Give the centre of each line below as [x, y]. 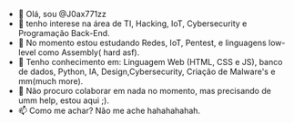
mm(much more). [51, 81]
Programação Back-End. [64, 33]
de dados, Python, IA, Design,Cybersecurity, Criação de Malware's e [147, 71]
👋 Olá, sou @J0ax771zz [62, 14]
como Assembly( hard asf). [89, 52]
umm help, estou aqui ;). [63, 100]
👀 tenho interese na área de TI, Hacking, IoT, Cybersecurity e [132, 24]
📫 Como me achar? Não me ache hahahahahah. [109, 110]
